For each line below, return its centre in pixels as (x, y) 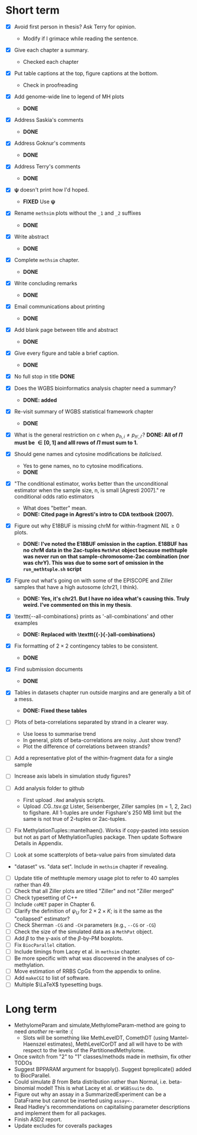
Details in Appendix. (38, 843)
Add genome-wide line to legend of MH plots (69, 97)
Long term (31, 1009)
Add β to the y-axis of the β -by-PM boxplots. (69, 938)
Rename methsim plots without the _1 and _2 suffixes (77, 213)
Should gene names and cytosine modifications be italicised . (88, 454)
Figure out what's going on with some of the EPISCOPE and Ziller (93, 581)
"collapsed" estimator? (42, 919)
